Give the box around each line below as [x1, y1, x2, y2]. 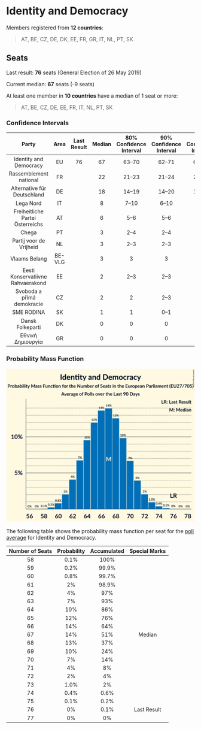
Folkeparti [16, 323, 41, 331]
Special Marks [129, 547, 166, 555]
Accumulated [90, 547, 124, 555]
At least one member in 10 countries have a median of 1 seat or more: [6, 92, 178, 99]
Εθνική [20, 331, 38, 339]
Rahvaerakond [11, 279, 47, 286]
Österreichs [14, 220, 43, 228]
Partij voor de [11, 237, 45, 244]
